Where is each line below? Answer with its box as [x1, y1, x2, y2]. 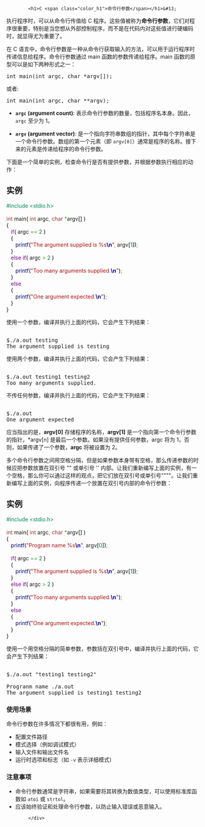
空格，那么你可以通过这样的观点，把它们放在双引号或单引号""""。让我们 [11, 472, 193, 479]
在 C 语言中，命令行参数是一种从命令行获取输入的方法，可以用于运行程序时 [6, 45, 195, 52]
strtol [46, 796, 64, 803]
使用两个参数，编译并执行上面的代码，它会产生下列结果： [6, 355, 151, 362]
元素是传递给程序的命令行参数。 [26, 145, 107, 153]
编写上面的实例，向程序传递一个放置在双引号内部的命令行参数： [11, 479, 172, 486]
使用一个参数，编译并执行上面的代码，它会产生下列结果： [6, 318, 151, 325]
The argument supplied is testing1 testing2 [6, 689, 142, 696]
